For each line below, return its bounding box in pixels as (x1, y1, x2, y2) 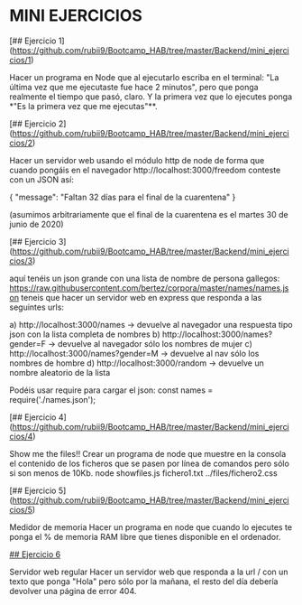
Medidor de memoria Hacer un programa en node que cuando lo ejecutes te (9, 521, 293, 533)
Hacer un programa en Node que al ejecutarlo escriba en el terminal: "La (9, 71, 279, 82)
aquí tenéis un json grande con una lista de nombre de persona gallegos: (9, 273, 280, 284)
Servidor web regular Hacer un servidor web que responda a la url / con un (9, 566, 288, 577)
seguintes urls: (9, 302, 65, 312)
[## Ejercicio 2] (9, 118, 67, 129)
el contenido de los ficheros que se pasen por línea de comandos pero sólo (9, 458, 290, 469)
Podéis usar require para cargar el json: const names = (9, 385, 214, 396)
